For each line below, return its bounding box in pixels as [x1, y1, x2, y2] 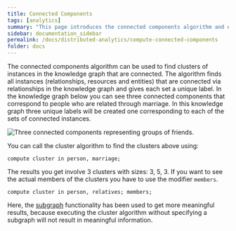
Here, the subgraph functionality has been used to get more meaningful [7, 201, 215, 209]
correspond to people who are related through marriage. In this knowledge [7, 100, 223, 107]
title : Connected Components [7, 10, 93, 18]
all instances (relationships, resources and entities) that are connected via [7, 77, 221, 85]
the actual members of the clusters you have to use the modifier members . [7, 175, 218, 183]
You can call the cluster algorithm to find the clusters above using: [7, 142, 199, 150]
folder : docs [7, 43, 46, 50]
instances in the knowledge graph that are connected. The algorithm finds [7, 70, 222, 78]
